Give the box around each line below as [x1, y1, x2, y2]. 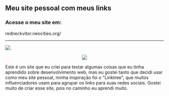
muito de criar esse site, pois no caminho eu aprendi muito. [5, 85, 128, 91]
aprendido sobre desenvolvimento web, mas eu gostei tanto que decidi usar [5, 69, 163, 75]
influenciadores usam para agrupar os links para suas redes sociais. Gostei [5, 79, 161, 85]
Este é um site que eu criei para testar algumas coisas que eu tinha [5, 63, 144, 69]
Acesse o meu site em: [5, 19, 62, 26]
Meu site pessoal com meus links [5, 4, 112, 12]
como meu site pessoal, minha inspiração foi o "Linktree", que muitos [5, 74, 149, 80]
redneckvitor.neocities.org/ [5, 30, 61, 36]
